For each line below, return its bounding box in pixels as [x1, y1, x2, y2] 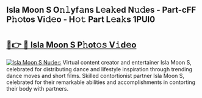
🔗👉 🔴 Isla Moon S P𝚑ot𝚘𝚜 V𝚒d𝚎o [6, 40, 137, 50]
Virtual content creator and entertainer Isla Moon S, [62, 59, 192, 66]
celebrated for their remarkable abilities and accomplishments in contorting [6, 79, 196, 86]
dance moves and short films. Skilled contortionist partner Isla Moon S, [6, 72, 185, 79]
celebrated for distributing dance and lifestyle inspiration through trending [6, 66, 193, 72]
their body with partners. [6, 85, 69, 92]
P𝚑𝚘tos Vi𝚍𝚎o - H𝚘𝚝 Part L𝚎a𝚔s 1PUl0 [6, 15, 156, 25]
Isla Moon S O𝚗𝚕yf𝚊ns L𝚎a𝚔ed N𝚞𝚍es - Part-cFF [6, 5, 197, 15]
